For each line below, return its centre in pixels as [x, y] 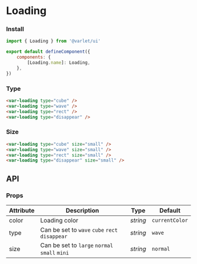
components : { [34, 57]
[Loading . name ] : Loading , [59, 63]
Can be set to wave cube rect [79, 230]
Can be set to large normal [77, 245]
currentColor [170, 220]
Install [15, 29]
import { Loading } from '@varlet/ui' [53, 41]
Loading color [59, 221]
